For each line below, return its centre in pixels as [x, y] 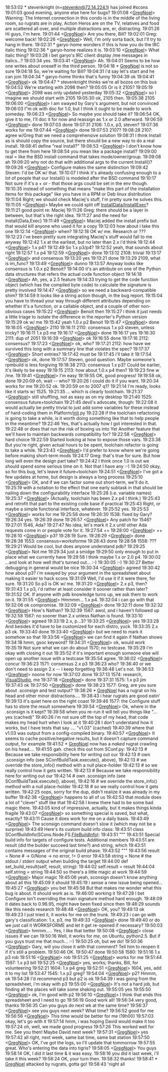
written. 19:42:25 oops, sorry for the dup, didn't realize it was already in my [82, 792]
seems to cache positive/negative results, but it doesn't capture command [82, 738]
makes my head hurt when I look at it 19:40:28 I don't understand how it [79, 722]
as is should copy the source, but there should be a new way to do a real [80, 141]
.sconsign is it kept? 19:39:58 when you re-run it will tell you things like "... [81, 712]
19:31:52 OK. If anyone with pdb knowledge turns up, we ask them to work [82, 594]
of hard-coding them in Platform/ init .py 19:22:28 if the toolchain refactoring [82, 413]
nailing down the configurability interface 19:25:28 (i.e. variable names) [78, 493]
